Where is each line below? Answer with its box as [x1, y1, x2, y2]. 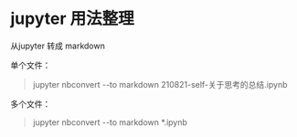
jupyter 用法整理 [10, 8, 135, 29]
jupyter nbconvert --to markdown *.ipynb [32, 116, 188, 128]
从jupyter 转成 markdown [10, 40, 106, 51]
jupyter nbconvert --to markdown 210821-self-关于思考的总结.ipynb [32, 79, 288, 90]
